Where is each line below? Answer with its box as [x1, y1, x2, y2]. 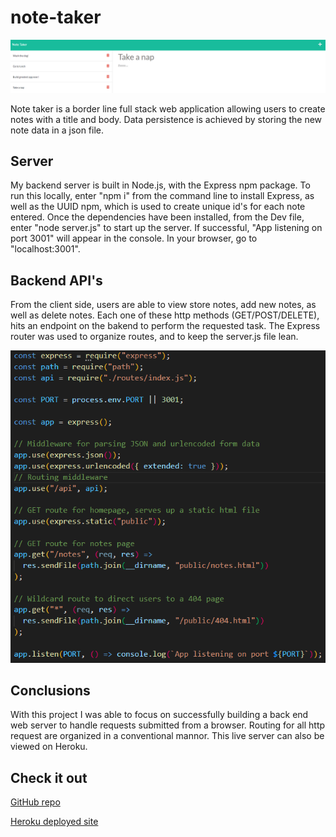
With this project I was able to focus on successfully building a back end [10, 709, 309, 721]
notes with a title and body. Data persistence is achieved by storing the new [10, 113, 323, 125]
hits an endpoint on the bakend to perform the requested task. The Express [10, 320, 321, 332]
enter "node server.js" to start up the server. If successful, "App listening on [10, 222, 323, 234]
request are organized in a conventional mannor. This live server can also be [10, 730, 325, 742]
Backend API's [10, 272, 103, 289]
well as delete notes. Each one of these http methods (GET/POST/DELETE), [10, 309, 320, 321]
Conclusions [10, 682, 91, 699]
